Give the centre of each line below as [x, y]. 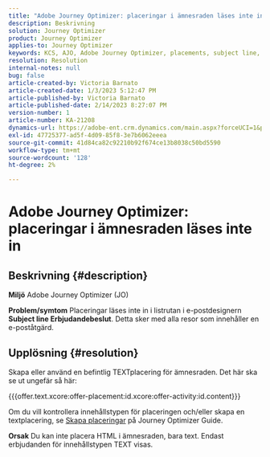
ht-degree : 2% [32, 165]
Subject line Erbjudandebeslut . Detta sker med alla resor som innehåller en [134, 319]
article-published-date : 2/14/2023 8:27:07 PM [88, 105]
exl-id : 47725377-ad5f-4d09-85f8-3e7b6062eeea [88, 135]
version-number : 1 [39, 113]
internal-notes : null [45, 68]
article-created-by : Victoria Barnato [73, 83]
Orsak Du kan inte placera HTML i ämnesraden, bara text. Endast [116, 435]
